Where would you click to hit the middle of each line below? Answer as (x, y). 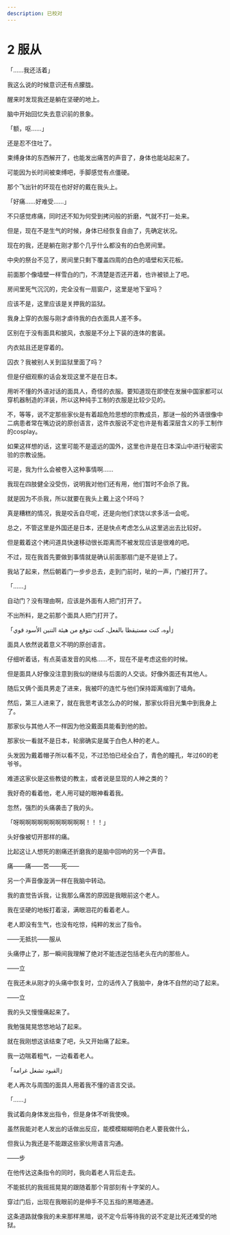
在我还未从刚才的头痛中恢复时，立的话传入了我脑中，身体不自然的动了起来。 (115, 982)
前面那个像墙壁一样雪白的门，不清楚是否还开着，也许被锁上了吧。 (100, 274)
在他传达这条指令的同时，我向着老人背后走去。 (73, 1172)
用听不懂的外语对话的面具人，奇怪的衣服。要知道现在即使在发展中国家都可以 (115, 391)
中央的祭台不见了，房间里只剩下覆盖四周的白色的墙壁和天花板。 (97, 260)
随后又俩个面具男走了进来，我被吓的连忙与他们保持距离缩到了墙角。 (103, 688)
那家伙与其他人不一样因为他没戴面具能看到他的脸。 (79, 726)
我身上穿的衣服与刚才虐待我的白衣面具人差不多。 (76, 318)
